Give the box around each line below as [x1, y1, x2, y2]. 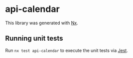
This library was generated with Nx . [5, 20, 78, 26]
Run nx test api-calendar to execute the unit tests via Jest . [5, 47, 128, 53]
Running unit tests [5, 34, 63, 43]
